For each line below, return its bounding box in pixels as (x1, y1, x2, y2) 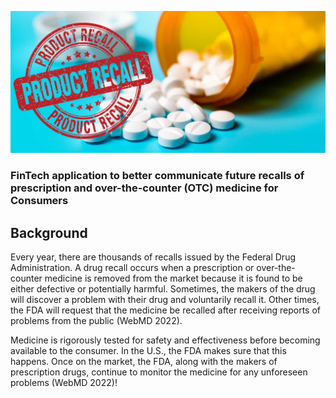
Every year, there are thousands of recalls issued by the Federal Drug (10, 251, 297, 263)
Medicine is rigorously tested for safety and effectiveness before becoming (10, 334, 321, 346)
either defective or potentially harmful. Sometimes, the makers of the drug (10, 283, 316, 295)
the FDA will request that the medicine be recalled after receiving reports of (10, 304, 321, 316)
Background (10, 224, 88, 241)
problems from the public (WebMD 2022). (10, 315, 183, 327)
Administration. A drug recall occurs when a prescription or (10, 262, 255, 274)
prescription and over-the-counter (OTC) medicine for (10, 181, 279, 195)
